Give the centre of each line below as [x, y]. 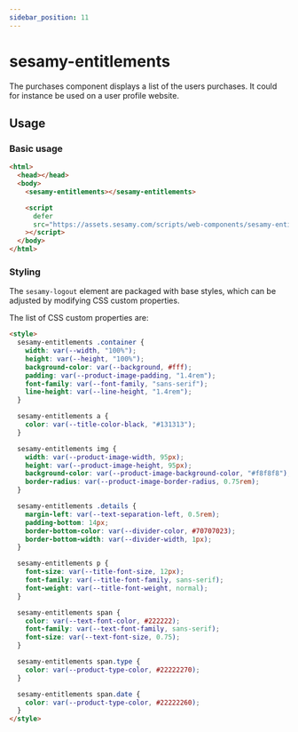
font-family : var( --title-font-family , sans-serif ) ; [125, 580]
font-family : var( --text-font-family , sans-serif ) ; [122, 629]
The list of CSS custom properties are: [79, 318]
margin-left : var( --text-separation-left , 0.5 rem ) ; [122, 514]
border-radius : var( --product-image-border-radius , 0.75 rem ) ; [142, 482]
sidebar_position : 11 [49, 17]
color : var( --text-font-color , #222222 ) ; [102, 621]
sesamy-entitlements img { [67, 449]
